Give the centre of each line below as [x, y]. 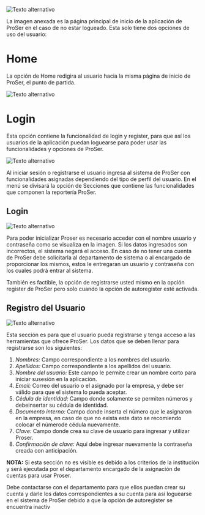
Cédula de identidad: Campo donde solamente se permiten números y [104, 398]
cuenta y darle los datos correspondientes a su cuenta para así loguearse [99, 494]
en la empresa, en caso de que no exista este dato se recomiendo [98, 418]
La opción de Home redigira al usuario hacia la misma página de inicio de [99, 76]
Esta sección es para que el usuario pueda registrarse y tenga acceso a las [101, 335]
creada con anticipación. [47, 450]
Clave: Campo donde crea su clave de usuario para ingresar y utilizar [102, 431]
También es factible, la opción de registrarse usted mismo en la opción [95, 282]
